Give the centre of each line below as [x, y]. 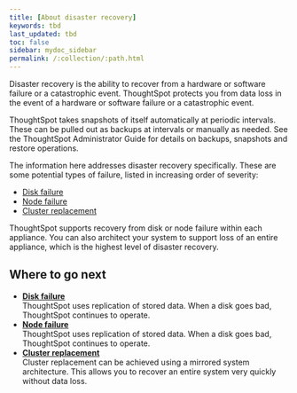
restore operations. [44, 148]
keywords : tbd [35, 26]
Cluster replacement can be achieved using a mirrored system [136, 362]
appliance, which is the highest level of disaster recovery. [114, 247]
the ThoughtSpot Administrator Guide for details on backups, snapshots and [148, 139]
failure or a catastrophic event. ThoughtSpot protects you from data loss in [145, 93]
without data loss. [55, 381]
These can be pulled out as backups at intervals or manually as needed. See [148, 129]
